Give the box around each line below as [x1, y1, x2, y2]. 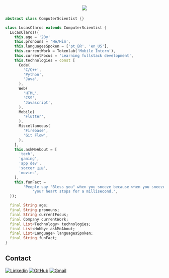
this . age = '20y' [14, 34, 51, 40]
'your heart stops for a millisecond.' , [32, 189, 118, 194]
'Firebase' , [23, 128, 49, 133]
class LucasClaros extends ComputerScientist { [5, 25, 107, 30]
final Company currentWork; [10, 217, 69, 222]
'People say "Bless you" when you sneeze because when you [23, 184, 150, 189]
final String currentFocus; [10, 212, 69, 217]
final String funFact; [10, 236, 57, 241]
